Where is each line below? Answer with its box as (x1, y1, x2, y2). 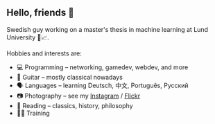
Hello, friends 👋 (6, 7, 74, 19)
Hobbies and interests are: (6, 49, 83, 57)
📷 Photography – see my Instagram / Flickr (16, 91, 140, 100)
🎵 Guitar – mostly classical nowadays (16, 73, 123, 81)
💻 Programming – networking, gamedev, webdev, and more (16, 63, 189, 71)
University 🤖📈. (6, 33, 49, 42)
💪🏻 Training (16, 109, 50, 117)
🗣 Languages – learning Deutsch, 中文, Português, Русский (16, 81, 189, 89)
